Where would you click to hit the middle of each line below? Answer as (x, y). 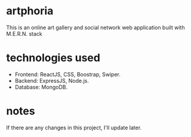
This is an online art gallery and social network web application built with (95, 27)
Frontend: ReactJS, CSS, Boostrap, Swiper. (68, 74)
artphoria (30, 11)
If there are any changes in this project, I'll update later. (74, 127)
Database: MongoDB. (41, 87)
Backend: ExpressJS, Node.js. (52, 80)
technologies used (53, 58)
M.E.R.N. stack (24, 33)
